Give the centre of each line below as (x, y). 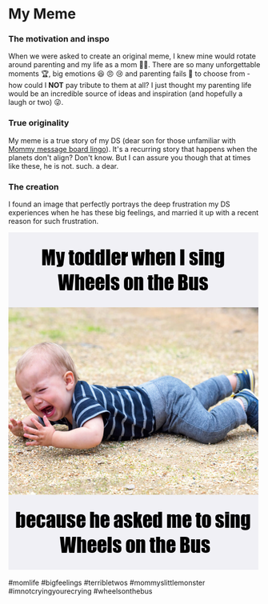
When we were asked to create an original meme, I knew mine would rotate (132, 56)
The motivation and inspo (59, 39)
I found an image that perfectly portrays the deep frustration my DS (119, 204)
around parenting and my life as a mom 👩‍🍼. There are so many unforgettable (134, 65)
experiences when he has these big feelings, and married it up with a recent (134, 213)
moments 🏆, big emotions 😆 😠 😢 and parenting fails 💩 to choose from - (129, 74)
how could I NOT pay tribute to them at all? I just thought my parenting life (130, 86)
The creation (34, 186)
